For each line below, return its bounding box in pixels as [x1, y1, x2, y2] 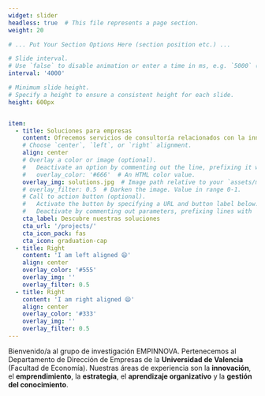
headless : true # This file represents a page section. [8, 19, 200, 27]
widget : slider [8, 11, 58, 20]
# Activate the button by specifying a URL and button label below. [22, 200, 259, 208]
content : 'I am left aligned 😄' [22, 252, 132, 260]
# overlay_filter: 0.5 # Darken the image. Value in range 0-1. [22, 185, 242, 193]
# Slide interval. [8, 54, 69, 63]
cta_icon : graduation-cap [22, 237, 108, 245]
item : [8, 119, 26, 127]
